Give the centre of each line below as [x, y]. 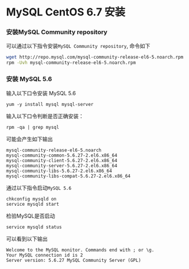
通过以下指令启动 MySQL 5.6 [39, 187]
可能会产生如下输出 [30, 139]
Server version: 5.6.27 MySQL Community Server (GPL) [74, 260]
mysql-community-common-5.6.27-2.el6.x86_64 [62, 155]
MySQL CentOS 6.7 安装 [66, 12]
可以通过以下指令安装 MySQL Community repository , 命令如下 [78, 46]
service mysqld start [33, 204]
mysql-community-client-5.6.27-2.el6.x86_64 [62, 160]
